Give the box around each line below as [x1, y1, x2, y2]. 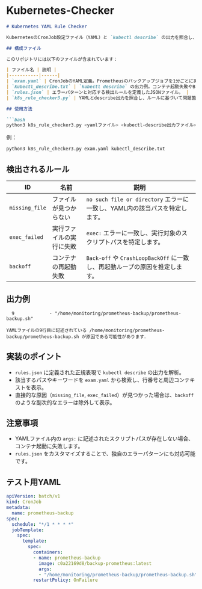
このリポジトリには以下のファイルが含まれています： [6, 56, 118, 62]
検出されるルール [6, 164, 70, 174]
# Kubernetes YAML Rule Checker [6, 23, 87, 29]
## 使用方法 [6, 106, 33, 112]
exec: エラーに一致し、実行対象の [86, 229, 182, 237]
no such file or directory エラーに [86, 195, 189, 203]
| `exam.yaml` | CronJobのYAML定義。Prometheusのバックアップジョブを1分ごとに [6, 78, 194, 84]
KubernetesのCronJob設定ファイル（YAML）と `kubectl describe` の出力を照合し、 [6, 34, 197, 40]
